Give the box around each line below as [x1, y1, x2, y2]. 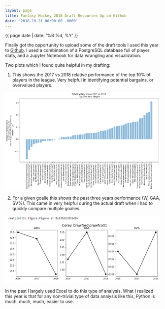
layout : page [5, 8, 32, 13]
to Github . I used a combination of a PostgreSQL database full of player [5, 47, 150, 53]
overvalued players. [12, 82, 53, 88]
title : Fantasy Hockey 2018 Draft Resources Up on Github [5, 13, 127, 18]
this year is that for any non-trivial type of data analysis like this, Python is [5, 293, 155, 299]
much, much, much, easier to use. [5, 298, 74, 304]
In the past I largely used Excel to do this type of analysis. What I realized [5, 288, 154, 294]
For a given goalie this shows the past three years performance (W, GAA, [12, 195, 161, 201]
